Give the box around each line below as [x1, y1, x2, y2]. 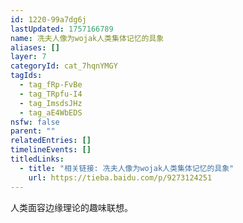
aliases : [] [10, 42, 60, 53]
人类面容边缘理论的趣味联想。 [10, 201, 133, 213]
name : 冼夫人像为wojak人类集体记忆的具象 [10, 33, 165, 43]
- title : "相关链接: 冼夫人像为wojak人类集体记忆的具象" [19, 163, 235, 173]
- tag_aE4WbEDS [19, 107, 83, 118]
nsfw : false [10, 117, 60, 127]
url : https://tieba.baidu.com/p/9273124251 [28, 172, 213, 183]
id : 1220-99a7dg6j [10, 14, 87, 25]
